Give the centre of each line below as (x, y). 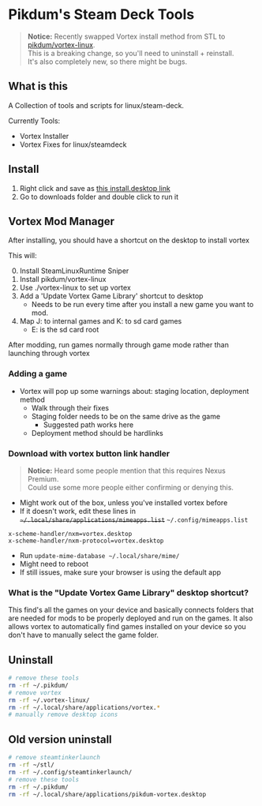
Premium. (43, 478)
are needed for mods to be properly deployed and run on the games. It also (131, 618)
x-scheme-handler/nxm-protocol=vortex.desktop (86, 541)
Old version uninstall (60, 739)
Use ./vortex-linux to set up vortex (75, 288)
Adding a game (38, 374)
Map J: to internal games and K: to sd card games (101, 321)
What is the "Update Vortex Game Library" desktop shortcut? (129, 592)
